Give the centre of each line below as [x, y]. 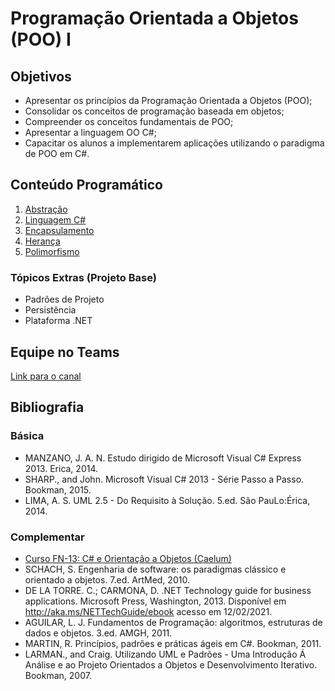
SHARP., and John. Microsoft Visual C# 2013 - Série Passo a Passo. [164, 479]
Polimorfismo [52, 251]
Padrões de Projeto [64, 299]
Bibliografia [47, 407]
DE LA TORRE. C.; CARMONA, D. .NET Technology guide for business [168, 590]
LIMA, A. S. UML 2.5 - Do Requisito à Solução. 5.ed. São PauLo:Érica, [167, 500]
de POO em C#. [57, 153]
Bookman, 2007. [58, 675]
